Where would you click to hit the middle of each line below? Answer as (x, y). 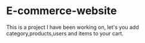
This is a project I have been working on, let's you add (72, 27)
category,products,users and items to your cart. (65, 33)
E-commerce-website (62, 11)
